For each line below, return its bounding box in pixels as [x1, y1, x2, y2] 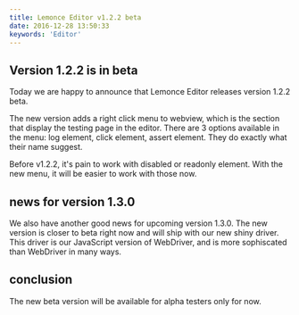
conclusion [9, 272, 73, 287]
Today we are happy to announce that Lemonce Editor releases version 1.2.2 [9, 87, 291, 97]
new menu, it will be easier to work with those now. [9, 169, 197, 179]
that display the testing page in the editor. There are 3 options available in [9, 122, 279, 134]
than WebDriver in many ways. [9, 246, 122, 257]
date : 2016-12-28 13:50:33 [9, 21, 110, 30]
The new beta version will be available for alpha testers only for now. [9, 295, 262, 306]
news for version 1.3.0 [9, 194, 136, 210]
